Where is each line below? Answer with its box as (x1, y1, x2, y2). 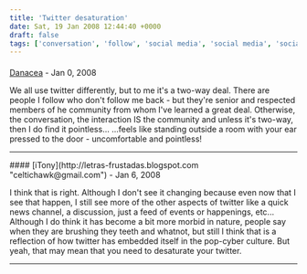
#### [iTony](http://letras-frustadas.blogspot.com (9, 159, 199, 170)
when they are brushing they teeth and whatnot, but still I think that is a (9, 226, 277, 237)
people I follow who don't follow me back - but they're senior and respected (9, 94, 296, 105)
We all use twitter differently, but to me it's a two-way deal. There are (9, 84, 270, 96)
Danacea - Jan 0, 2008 (9, 67, 97, 78)
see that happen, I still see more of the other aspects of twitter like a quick (9, 196, 290, 207)
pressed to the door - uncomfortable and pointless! (9, 133, 203, 144)
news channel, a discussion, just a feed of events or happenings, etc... (9, 206, 275, 217)
